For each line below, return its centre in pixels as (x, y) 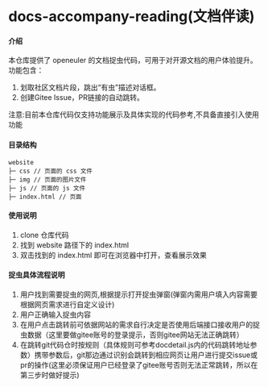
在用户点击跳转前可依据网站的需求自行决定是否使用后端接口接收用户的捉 (140, 325)
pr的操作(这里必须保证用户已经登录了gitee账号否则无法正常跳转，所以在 (139, 365)
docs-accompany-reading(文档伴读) (132, 17)
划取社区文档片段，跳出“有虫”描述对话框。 (90, 87)
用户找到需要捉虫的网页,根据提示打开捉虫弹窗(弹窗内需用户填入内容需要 (138, 294)
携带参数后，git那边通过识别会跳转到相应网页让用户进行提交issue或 (146, 355)
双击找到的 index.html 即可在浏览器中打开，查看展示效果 (113, 255)
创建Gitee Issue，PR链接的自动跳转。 (82, 98)
